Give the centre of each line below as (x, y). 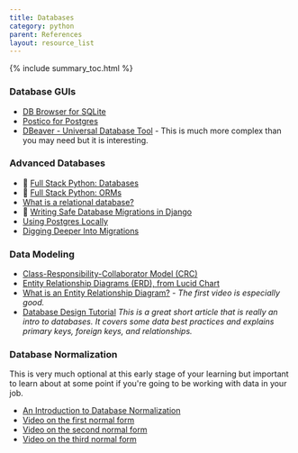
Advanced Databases (58, 163)
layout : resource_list (52, 43)
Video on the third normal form (79, 439)
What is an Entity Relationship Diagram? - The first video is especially (151, 293)
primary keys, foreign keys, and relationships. (107, 331)
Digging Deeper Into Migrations (81, 231)
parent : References (46, 34)
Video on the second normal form (85, 430)
